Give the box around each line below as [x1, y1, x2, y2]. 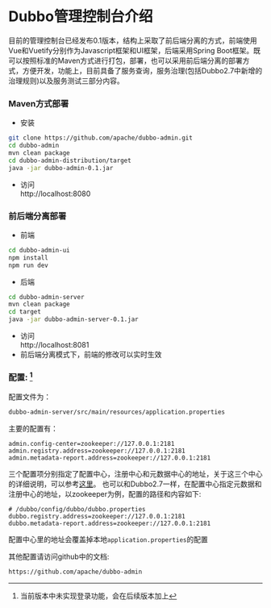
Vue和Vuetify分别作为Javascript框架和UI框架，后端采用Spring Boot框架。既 [8, 45, 261, 55]
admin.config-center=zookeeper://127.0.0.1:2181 [8, 439, 175, 448]
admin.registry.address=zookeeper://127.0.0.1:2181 [8, 447, 186, 455]
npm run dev [8, 261, 48, 269]
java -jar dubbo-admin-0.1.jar [8, 164, 114, 172]
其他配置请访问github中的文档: [8, 552, 110, 561]
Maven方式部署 [8, 98, 69, 109]
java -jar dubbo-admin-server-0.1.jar [8, 315, 139, 323]
